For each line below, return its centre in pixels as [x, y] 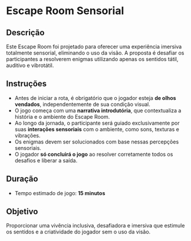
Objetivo [22, 212]
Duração [22, 179]
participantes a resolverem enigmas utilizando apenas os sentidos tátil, [92, 59]
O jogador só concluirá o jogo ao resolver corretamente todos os [94, 154]
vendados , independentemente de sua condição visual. [82, 104]
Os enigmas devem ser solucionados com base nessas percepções [97, 142]
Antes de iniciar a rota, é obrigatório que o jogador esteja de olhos [95, 98]
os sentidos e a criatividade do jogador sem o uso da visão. [78, 232]
